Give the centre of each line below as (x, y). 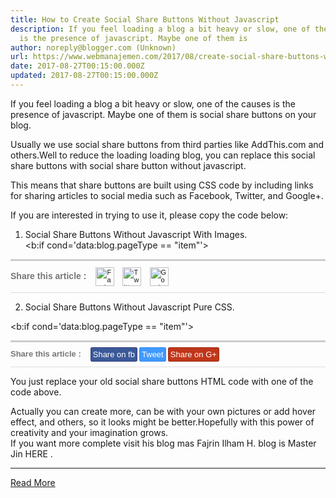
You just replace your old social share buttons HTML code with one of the (162, 381)
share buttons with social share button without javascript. (128, 165)
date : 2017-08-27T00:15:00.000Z (77, 66)
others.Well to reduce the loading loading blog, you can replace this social (163, 155)
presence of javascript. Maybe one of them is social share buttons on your (163, 114)
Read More (33, 482)
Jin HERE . (31, 453)
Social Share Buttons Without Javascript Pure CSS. (129, 307)
